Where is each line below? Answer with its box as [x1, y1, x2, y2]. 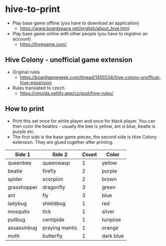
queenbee [7, 159, 31, 166]
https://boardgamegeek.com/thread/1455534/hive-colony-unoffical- [19, 74, 161, 80]
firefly [42, 167, 56, 174]
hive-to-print [5, 3, 60, 15]
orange [102, 224, 119, 231]
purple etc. [12, 128, 35, 134]
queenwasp [42, 159, 70, 166]
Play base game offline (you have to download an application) [12, 20, 140, 26]
